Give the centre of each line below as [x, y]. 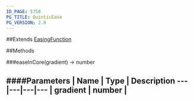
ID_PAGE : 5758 [24, 12]
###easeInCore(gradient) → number [50, 62]
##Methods [20, 51]
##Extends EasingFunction [39, 40]
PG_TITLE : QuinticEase [34, 17]
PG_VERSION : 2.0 [26, 22]
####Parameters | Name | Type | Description [91, 81]
